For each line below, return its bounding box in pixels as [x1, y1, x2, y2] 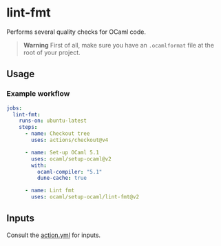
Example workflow [6, 89, 70, 99]
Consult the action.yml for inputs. [6, 231, 101, 239]
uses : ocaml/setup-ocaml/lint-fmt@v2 [31, 194, 139, 201]
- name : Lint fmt [24, 187, 75, 194]
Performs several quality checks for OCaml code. [6, 28, 146, 36]
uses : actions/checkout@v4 [31, 136, 109, 143]
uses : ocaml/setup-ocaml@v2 [31, 155, 112, 163]
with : [31, 162, 48, 169]
